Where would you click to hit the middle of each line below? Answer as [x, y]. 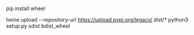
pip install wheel [26, 8]
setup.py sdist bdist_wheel [38, 26]
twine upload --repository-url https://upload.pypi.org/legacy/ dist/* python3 [97, 20]
